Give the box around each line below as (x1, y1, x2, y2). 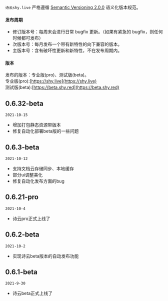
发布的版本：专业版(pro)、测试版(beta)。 (5, 72, 89, 78)
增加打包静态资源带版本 (12, 122, 61, 128)
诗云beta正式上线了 (12, 290, 53, 296)
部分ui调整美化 (12, 172, 43, 178)
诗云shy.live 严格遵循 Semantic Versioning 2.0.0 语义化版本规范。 (5, 4, 141, 10)
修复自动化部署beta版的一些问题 (12, 128, 79, 134)
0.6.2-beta (5, 230, 39, 239)
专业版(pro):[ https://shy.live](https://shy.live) (5, 78, 97, 84)
